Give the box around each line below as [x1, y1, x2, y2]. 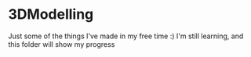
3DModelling [8, 5, 94, 23]
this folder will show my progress [8, 39, 115, 48]
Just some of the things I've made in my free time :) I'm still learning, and [8, 31, 244, 41]
